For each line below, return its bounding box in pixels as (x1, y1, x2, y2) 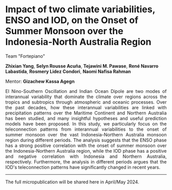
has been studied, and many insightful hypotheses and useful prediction (5, 115, 167, 121)
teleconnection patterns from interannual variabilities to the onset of (5, 126, 167, 132)
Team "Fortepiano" (5, 53, 45, 59)
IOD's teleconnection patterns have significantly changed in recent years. (5, 164, 160, 170)
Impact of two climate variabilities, (5, 4, 155, 15)
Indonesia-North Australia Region (5, 36, 152, 48)
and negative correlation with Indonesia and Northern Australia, (5, 153, 167, 159)
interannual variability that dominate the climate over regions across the (5, 93, 167, 100)
